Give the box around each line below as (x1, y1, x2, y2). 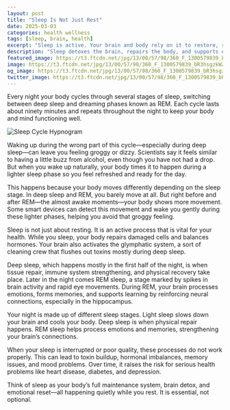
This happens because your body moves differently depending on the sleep (7, 183, 221, 192)
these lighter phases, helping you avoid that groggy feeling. (7, 213, 175, 221)
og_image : (7, 67, 36, 74)
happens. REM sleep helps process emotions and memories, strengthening (7, 325, 219, 333)
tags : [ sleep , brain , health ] (7, 36, 94, 43)
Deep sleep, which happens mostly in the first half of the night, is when (7, 261, 208, 269)
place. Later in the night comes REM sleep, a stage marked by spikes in (7, 276, 208, 284)
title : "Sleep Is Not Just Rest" (7, 16, 103, 23)
